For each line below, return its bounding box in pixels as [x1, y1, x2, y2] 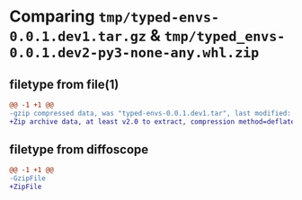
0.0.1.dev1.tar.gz [9, 29, 147, 46]
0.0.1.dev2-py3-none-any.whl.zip [9, 45, 260, 62]
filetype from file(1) [9, 76, 120, 91]
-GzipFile [9, 174, 47, 183]
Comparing [9, 6, 95, 27]
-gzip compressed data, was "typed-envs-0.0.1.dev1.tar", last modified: [9, 109, 292, 117]
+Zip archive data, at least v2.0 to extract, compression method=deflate [9, 117, 296, 126]
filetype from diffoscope [9, 142, 149, 158]
